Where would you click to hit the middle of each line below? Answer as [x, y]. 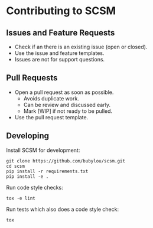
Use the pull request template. [51, 117]
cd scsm [16, 166]
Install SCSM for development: [43, 150]
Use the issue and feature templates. [59, 53]
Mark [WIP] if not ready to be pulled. [68, 111]
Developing [27, 136]
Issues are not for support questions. [60, 59]
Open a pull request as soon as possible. [64, 92]
